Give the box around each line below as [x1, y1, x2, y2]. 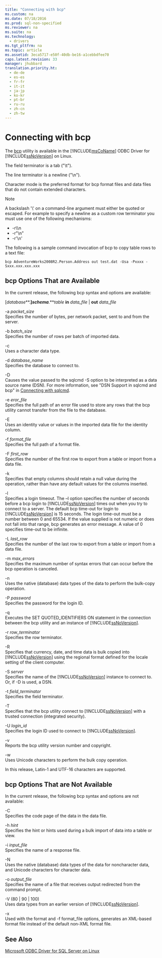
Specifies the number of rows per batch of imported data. [5, 333, 120, 339]
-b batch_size [5, 328, 32, 334]
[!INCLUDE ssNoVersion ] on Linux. [5, 153, 73, 159]
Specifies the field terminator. [5, 693, 64, 699]
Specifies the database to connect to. [5, 362, 80, 368]
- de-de [9, 70, 25, 75]
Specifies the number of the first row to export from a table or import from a [5, 456, 156, 462]
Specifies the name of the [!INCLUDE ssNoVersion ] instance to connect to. [5, 673, 152, 680]
